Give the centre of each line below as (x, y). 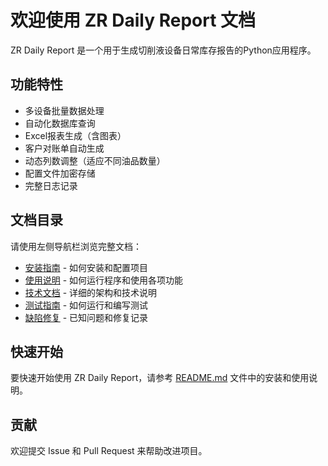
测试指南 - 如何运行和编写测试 (86, 305)
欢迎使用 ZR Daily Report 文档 (133, 20)
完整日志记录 (51, 185)
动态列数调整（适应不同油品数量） (95, 160)
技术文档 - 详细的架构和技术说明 (91, 292)
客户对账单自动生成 (64, 148)
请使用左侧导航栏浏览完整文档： (76, 246)
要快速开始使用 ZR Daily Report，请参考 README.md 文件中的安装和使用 (160, 378)
